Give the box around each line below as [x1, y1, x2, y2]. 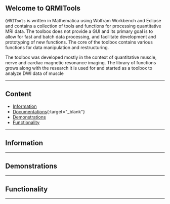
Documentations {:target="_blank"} [12, 108, 85, 114]
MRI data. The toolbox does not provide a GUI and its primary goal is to [5, 28, 153, 34]
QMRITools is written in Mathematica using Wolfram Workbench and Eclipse [5, 17, 161, 23]
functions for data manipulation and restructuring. [5, 44, 109, 50]
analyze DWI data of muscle [5, 70, 64, 76]
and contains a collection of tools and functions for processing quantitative [5, 23, 162, 29]
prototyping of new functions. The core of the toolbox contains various [5, 39, 153, 45]
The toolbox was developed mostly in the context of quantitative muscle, [5, 54, 157, 60]
